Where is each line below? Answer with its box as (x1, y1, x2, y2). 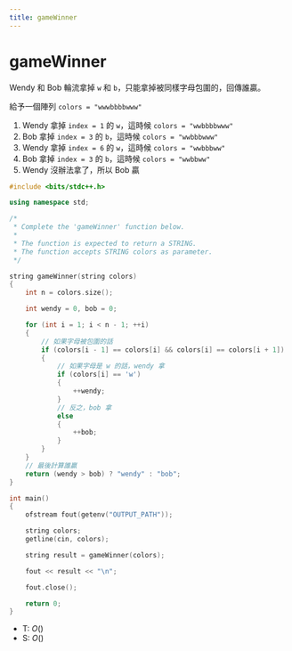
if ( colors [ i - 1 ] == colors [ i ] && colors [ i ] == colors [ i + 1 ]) (41, 345, 285, 354)
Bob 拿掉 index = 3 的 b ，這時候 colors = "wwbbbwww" (21, 131, 219, 142)
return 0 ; (25, 598, 62, 608)
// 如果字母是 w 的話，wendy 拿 (56, 362, 165, 370)
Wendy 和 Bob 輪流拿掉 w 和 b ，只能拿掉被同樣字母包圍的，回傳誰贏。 (9, 82, 266, 93)
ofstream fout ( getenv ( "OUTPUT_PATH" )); (25, 510, 174, 519)
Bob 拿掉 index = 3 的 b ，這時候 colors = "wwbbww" (21, 153, 211, 164)
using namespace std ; (9, 198, 90, 208)
